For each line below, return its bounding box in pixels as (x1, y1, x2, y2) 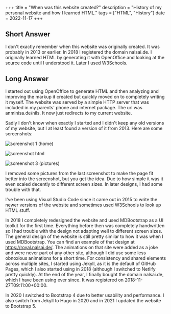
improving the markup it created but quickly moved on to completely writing (5, 93, 165, 100)
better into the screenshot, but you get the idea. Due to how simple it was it (5, 176, 163, 182)
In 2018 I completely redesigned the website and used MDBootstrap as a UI (5, 217, 164, 223)
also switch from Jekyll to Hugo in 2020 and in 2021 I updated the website (5, 297, 161, 303)
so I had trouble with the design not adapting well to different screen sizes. (5, 228, 162, 234)
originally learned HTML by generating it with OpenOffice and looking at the (5, 54, 165, 60)
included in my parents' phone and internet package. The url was (5, 104, 143, 110)
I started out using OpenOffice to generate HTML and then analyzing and (5, 88, 159, 94)
